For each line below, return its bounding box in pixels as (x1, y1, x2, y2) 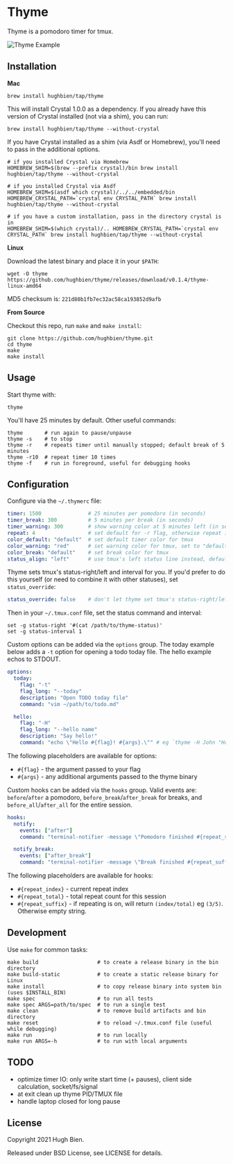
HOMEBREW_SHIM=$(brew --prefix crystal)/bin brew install (7, 164, 178, 171)
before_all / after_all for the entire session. (7, 801, 133, 809)
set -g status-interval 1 (7, 628, 82, 635)
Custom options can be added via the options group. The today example (7, 640, 215, 649)
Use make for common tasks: (7, 945, 88, 954)
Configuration (7, 478, 69, 490)
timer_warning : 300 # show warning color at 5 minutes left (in (7, 523, 218, 531)
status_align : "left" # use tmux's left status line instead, (7, 556, 207, 563)
